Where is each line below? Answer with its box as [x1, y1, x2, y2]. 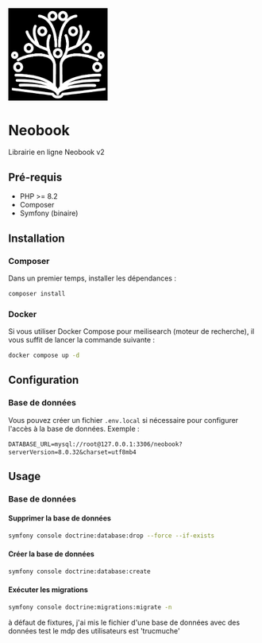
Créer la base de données [8, 548, 95, 559]
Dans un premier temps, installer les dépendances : [8, 273, 177, 283]
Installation [8, 231, 65, 245]
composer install [8, 289, 66, 297]
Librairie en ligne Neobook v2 [8, 147, 105, 157]
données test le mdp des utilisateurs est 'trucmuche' [8, 626, 180, 636]
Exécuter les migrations [8, 584, 89, 595]
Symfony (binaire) [19, 208, 79, 218]
